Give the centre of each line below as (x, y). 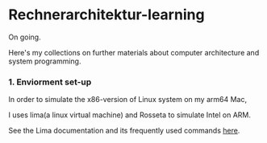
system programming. (45, 61)
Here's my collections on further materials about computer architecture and (134, 52)
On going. (25, 37)
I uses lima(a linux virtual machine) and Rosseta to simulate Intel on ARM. (130, 115)
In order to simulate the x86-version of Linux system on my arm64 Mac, (128, 100)
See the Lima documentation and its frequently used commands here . (124, 131)
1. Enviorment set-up (50, 82)
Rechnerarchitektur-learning (106, 15)
